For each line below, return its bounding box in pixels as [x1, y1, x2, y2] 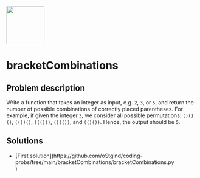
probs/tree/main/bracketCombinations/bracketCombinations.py [15, 158, 174, 166]
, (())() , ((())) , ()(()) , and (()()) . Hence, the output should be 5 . [12, 118, 181, 125]
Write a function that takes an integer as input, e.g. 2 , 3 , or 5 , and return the [6, 99, 195, 106]
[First [15, 152, 29, 159]
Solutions [6, 136, 44, 146]
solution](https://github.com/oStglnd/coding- [29, 152, 143, 159]
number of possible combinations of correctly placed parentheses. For [6, 106, 184, 112]
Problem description [6, 83, 85, 93]
